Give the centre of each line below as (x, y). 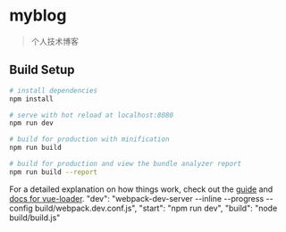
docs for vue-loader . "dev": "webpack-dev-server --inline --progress (137, 198)
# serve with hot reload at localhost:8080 (92, 115)
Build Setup (42, 70)
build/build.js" (35, 217)
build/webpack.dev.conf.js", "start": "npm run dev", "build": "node (156, 208)
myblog (38, 16)
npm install (31, 99)
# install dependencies (54, 90)
